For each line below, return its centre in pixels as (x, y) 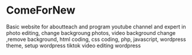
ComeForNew (41, 10)
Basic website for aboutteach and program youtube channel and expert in (96, 27)
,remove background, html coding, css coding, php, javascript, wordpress (96, 39)
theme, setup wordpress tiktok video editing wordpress (73, 46)
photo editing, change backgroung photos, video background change (91, 33)
